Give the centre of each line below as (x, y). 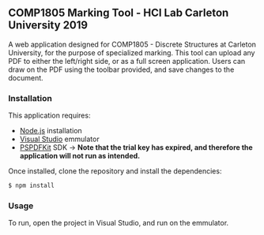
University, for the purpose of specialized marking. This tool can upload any (132, 52)
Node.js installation (51, 131)
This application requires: (49, 116)
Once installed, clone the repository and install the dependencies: (115, 171)
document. (26, 77)
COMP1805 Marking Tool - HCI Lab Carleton (119, 13)
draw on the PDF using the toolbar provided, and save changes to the (121, 69)
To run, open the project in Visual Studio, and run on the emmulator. (119, 223)
